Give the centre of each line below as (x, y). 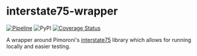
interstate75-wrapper (62, 11)
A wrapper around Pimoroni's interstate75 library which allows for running (99, 40)
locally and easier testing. (39, 46)
